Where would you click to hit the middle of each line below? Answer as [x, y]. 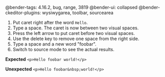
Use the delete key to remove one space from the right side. [76, 38]
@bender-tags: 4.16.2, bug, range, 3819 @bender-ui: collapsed [72, 7]
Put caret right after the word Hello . [50, 23]
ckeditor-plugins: [23, 13]
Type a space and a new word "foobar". [54, 44]
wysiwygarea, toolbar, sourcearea [78, 13]
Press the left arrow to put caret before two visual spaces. [74, 33]
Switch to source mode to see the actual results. [64, 49]
